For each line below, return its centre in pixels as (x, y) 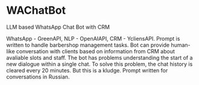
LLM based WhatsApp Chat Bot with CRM (58, 27)
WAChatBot (36, 10)
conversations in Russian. (38, 77)
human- (181, 45)
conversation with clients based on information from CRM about (95, 51)
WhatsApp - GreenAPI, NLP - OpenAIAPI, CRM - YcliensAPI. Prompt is (93, 38)
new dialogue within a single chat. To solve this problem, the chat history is (99, 64)
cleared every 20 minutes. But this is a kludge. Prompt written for (87, 70)
